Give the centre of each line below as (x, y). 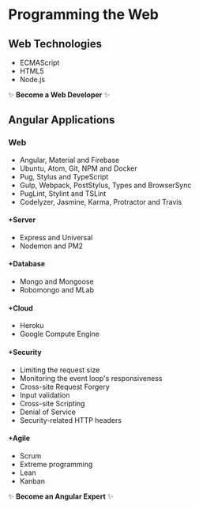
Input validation (45, 395)
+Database (27, 264)
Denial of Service (48, 412)
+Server (22, 220)
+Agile (19, 438)
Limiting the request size (60, 370)
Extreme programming (56, 464)
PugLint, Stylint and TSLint (63, 193)
